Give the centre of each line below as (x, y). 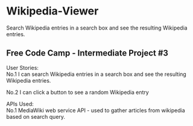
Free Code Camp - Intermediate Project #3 (87, 53)
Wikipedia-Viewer (52, 11)
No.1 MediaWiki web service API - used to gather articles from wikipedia (96, 110)
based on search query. (36, 116)
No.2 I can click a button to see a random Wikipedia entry (78, 92)
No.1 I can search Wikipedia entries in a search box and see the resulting (96, 74)
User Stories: (23, 68)
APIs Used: (20, 104)
